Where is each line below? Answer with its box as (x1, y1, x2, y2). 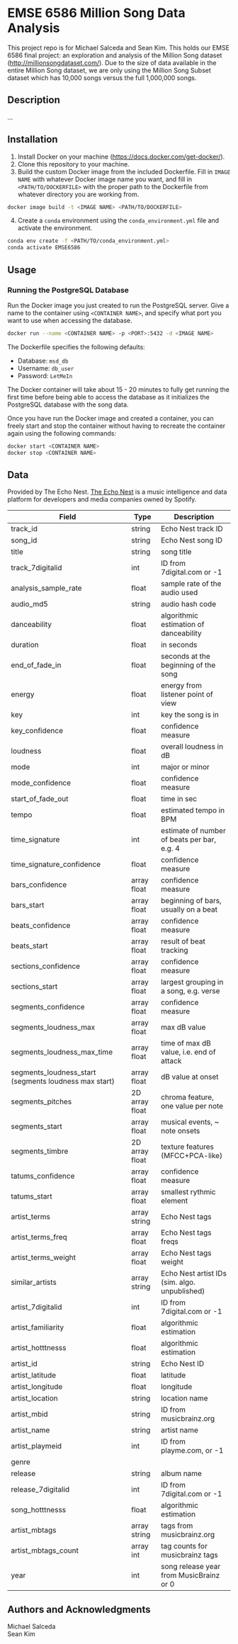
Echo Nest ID (160, 1359, 205, 1368)
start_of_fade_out (11, 794, 69, 804)
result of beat (160, 936, 205, 946)
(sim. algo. (160, 1277, 196, 1287)
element (160, 1196, 188, 1206)
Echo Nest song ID (160, 535, 223, 545)
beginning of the (160, 660, 216, 670)
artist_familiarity (11, 1322, 64, 1332)
